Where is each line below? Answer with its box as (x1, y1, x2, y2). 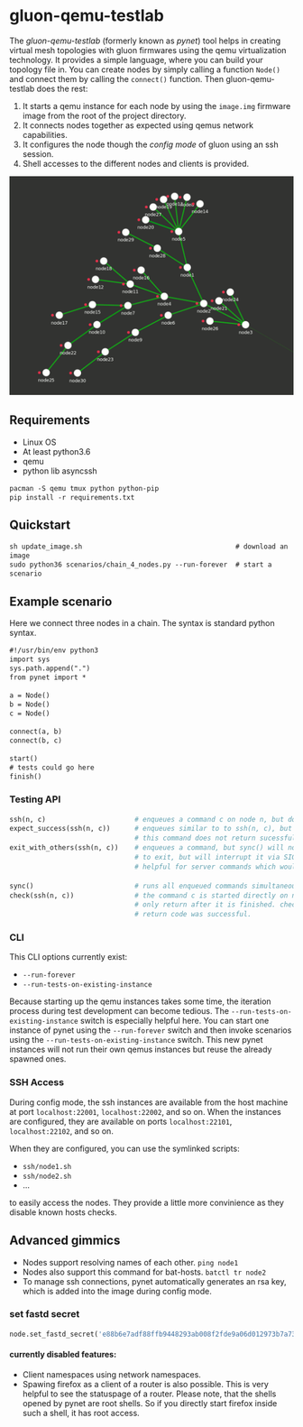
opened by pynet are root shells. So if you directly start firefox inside (22, 1397, 278, 1408)
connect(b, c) (9, 736, 63, 745)
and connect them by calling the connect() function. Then (9, 73, 224, 84)
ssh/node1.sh (22, 1162, 72, 1171)
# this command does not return (133, 833, 256, 843)
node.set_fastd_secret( (9, 1330, 99, 1339)
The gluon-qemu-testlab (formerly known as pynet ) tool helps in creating (9, 35, 281, 46)
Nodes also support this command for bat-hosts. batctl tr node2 (22, 1266, 267, 1277)
